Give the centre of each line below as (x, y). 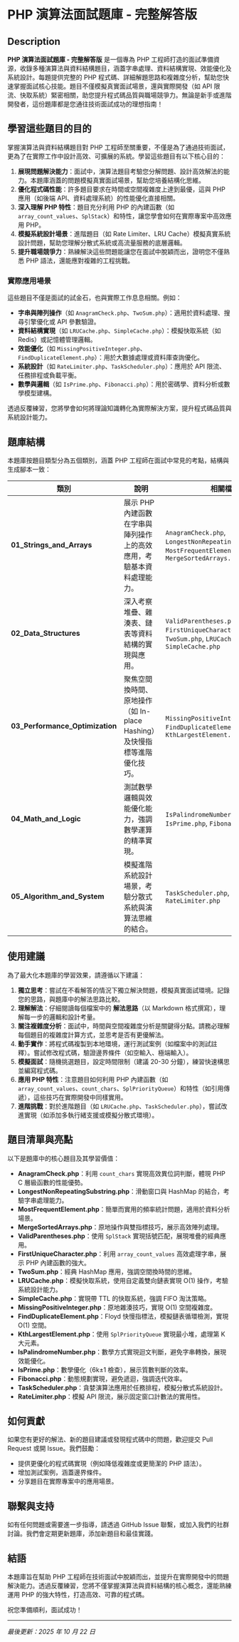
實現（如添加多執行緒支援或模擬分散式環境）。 (91, 1115)
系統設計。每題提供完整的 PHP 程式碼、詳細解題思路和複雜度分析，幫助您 (115, 77)
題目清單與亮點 (40, 1140)
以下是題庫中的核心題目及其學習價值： (63, 1158)
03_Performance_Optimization (64, 726)
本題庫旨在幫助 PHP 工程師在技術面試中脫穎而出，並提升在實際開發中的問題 (118, 1576)
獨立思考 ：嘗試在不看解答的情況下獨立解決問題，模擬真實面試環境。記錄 (123, 990)
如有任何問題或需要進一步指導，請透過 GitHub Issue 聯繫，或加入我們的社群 (118, 1525)
